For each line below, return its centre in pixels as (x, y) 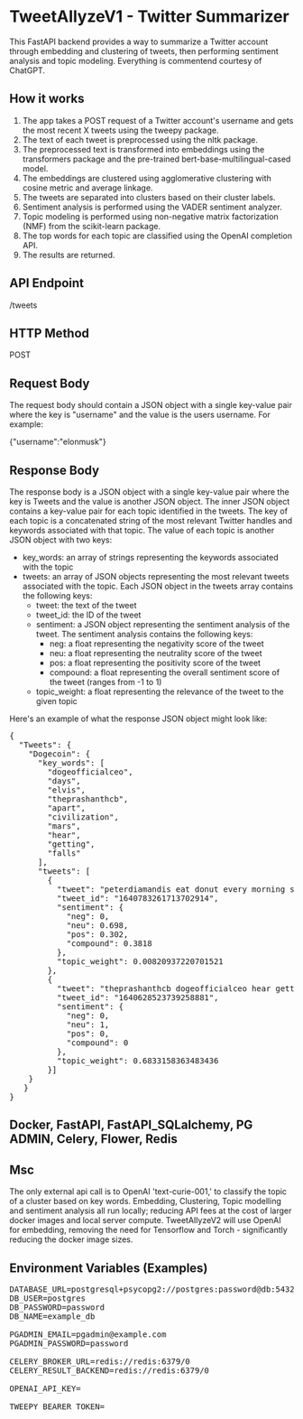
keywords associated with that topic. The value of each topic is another (142, 530)
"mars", (64, 826)
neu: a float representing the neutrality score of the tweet (156, 653)
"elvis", (66, 790)
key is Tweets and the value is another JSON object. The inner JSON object (150, 501)
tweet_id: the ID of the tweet (88, 615)
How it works (47, 99)
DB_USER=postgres (47, 1298)
